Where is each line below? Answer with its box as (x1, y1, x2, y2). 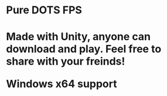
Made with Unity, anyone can (6, 30, 151, 44)
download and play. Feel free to (6, 42, 162, 56)
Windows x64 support (6, 77, 117, 91)
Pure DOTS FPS (6, 3, 82, 17)
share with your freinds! (6, 55, 125, 68)
